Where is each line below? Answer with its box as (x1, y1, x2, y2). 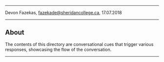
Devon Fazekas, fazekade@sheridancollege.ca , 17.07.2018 (5, 10, 122, 15)
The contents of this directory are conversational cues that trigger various (5, 41, 154, 47)
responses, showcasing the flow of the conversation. (5, 46, 112, 52)
